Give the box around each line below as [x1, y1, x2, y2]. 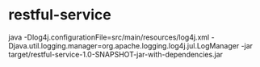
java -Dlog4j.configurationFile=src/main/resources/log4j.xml [8, 32, 210, 42]
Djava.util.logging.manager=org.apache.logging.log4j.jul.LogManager [8, 40, 240, 50]
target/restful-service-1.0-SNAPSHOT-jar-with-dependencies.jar [8, 49, 224, 59]
